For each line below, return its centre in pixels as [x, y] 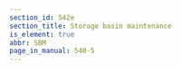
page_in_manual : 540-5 [52, 51]
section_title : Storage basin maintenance [90, 26]
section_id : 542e [42, 17]
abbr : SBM [28, 43]
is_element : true [42, 34]
